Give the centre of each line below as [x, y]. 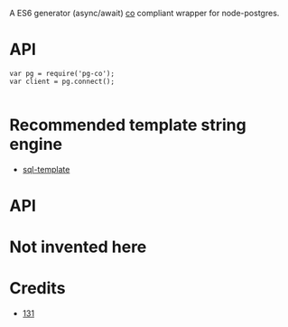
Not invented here [78, 247]
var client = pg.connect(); [62, 81]
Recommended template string [128, 125]
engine [36, 145]
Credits [37, 289]
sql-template [46, 169]
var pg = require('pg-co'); [62, 73]
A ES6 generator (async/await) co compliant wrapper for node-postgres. [144, 13]
